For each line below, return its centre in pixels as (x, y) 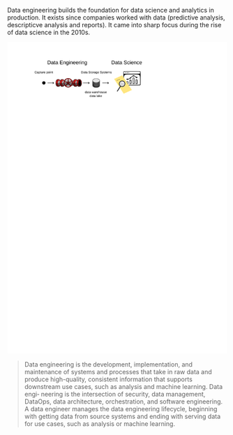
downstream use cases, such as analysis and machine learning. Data (123, 386)
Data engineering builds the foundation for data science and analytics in (111, 10)
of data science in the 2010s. (49, 32)
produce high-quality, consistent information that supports (108, 379)
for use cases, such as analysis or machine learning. (100, 423)
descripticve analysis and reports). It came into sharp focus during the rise (114, 25)
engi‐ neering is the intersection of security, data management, (115, 394)
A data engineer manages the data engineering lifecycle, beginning (121, 408)
